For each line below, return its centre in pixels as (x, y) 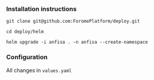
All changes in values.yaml (39, 70)
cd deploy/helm (25, 32)
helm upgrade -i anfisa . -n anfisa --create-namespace (77, 42)
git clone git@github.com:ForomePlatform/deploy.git (73, 21)
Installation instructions (41, 9)
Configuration (27, 57)
